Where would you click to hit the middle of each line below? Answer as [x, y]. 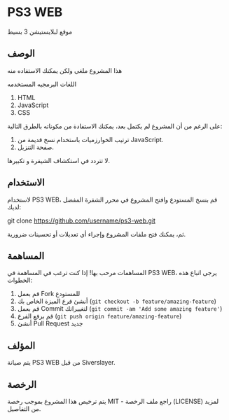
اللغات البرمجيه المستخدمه [42, 84]
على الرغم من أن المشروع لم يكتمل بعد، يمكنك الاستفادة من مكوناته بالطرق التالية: [115, 126]
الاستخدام [26, 183]
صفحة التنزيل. [36, 147]
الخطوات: [20, 280]
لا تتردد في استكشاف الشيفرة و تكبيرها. [59, 160]
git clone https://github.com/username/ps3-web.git [82, 220]
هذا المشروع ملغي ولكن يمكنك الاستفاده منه [65, 70]
